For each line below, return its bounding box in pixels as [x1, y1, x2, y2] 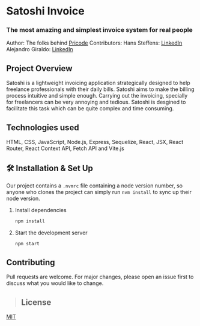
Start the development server [14, 229, 88, 236]
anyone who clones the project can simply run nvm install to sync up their [6, 188, 192, 195]
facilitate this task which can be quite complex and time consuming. [6, 105, 174, 112]
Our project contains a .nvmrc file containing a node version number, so [6, 182, 183, 189]
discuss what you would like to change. [6, 280, 104, 287]
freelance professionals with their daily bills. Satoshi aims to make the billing [6, 86, 195, 93]
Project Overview [6, 63, 73, 74]
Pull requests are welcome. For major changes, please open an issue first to [6, 273, 194, 281]
